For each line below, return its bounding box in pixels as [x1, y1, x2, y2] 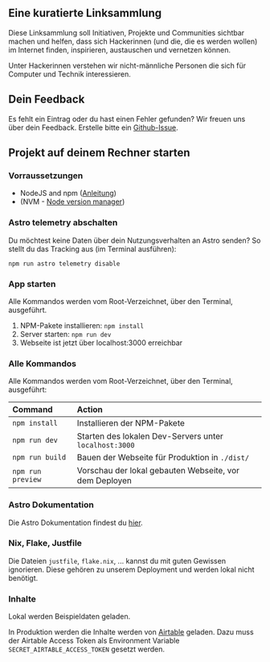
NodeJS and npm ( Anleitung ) [19, 189, 117, 198]
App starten [8, 278, 56, 289]
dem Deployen [76, 475, 133, 486]
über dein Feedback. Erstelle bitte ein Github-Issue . [8, 123, 178, 132]
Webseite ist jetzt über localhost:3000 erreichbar [19, 338, 183, 348]
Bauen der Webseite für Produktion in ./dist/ [76, 452, 250, 463]
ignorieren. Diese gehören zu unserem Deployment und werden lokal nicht [8, 564, 255, 574]
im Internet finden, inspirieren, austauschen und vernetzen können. [8, 44, 231, 55]
